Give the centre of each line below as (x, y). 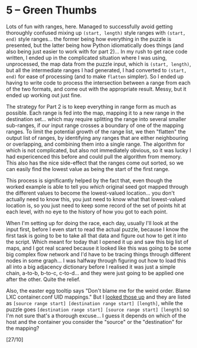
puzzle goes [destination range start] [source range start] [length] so (98, 309)
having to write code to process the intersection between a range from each (98, 82)
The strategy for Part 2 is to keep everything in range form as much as (91, 106)
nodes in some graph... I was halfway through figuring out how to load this (96, 260)
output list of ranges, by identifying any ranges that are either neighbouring (97, 138)
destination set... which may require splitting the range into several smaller (96, 119)
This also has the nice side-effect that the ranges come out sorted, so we (95, 163)
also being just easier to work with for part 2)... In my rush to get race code (97, 51)
